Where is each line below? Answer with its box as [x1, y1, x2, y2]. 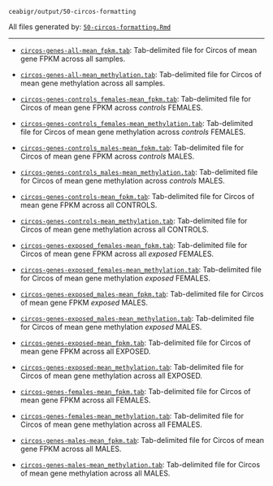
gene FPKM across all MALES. [19, 444, 122, 453]
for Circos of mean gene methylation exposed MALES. [19, 322, 202, 332]
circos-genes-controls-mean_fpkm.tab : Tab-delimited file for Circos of [19, 192, 254, 201]
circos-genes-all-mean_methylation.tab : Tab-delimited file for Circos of [19, 70, 262, 79]
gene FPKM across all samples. [19, 54, 126, 63]
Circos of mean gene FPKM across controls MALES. [19, 151, 195, 161]
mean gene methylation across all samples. [19, 78, 166, 88]
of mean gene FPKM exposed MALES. [19, 297, 149, 307]
